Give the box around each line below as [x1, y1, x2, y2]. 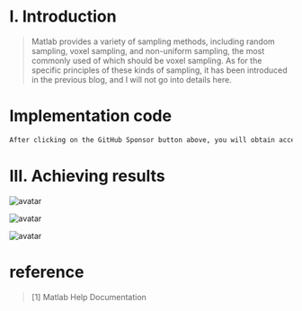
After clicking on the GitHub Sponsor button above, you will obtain [9, 135, 276, 145]
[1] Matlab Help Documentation [31, 291, 147, 302]
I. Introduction [9, 6, 117, 27]
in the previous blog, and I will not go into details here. [31, 74, 232, 84]
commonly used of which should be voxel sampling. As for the [31, 55, 262, 66]
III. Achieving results [9, 165, 166, 186]
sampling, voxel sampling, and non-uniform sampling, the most [31, 45, 265, 56]
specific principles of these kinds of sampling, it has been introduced [31, 65, 288, 76]
